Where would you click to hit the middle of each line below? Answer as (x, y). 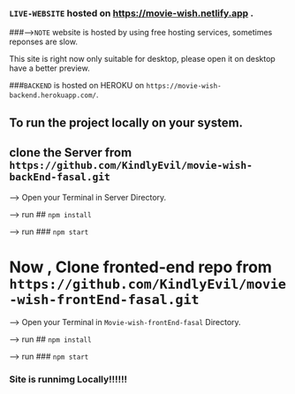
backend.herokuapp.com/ (53, 95)
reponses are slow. (43, 42)
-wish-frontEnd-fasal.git (104, 299)
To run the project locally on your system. (126, 122)
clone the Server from (71, 153)
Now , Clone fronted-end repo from (140, 267)
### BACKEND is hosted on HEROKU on (77, 86)
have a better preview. (49, 68)
